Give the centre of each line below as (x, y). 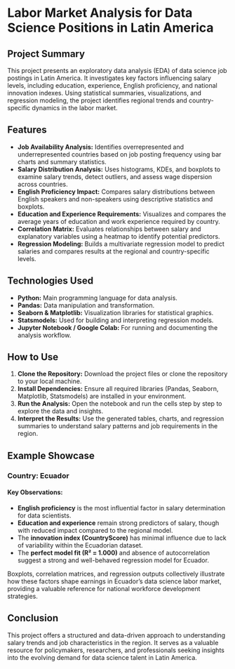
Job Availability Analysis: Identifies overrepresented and (101, 147)
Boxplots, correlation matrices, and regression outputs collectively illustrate (116, 574)
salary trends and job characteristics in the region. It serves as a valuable (113, 642)
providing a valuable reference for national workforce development (104, 588)
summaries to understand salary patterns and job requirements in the (117, 426)
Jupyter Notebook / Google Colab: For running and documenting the (117, 327)
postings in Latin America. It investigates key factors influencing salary (109, 78)
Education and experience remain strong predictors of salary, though (118, 523)
